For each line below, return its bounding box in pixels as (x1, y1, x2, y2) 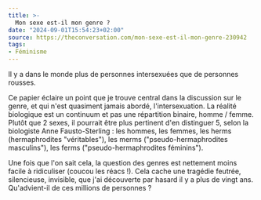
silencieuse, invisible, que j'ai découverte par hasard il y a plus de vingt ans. (8, 175, 253, 184)
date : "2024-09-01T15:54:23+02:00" (8, 26, 125, 34)
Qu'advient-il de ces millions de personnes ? (8, 184, 152, 192)
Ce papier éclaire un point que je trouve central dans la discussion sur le (8, 93, 241, 102)
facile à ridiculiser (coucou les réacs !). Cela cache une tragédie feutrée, (8, 166, 241, 176)
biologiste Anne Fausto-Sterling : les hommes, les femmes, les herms (8, 126, 232, 136)
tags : (8, 41, 26, 49)
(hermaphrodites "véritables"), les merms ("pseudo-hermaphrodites (8, 135, 229, 144)
